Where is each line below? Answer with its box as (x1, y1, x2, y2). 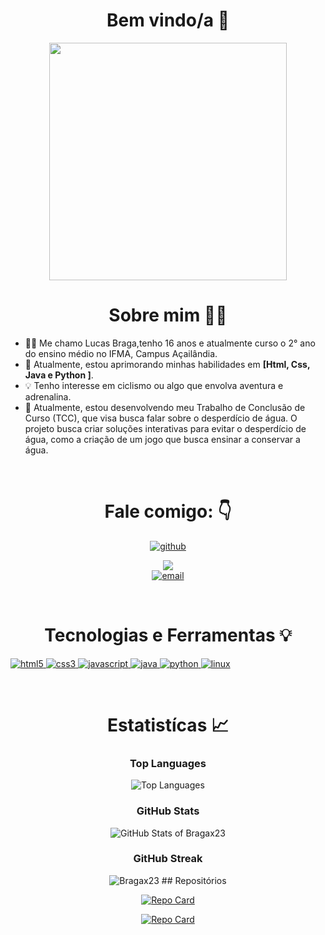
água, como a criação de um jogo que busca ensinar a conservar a (24, 433, 301, 445)
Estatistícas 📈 (106, 714, 230, 736)
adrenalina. (24, 390, 72, 403)
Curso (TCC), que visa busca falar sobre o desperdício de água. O (24, 412, 298, 424)
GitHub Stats (136, 804, 200, 818)
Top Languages (129, 756, 207, 770)
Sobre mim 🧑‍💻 (108, 304, 228, 327)
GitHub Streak (133, 852, 203, 866)
